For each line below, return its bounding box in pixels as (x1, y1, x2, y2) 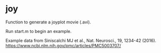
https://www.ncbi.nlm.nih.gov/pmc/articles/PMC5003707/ (5, 42, 121, 48)
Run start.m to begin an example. (5, 28, 72, 34)
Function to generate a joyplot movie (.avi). (5, 19, 91, 25)
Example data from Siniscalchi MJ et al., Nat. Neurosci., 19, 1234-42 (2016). (5, 37, 157, 43)
